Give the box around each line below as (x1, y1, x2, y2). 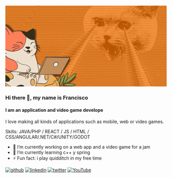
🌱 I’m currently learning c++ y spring (12, 149, 91, 155)
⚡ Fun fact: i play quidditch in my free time (12, 155, 102, 161)
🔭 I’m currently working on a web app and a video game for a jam (12, 144, 150, 150)
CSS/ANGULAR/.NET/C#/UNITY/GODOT (5, 134, 91, 140)
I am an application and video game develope (5, 107, 103, 113)
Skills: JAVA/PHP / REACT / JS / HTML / (5, 128, 90, 134)
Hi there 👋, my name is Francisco (5, 94, 89, 102)
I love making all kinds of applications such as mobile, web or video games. (5, 118, 164, 125)
